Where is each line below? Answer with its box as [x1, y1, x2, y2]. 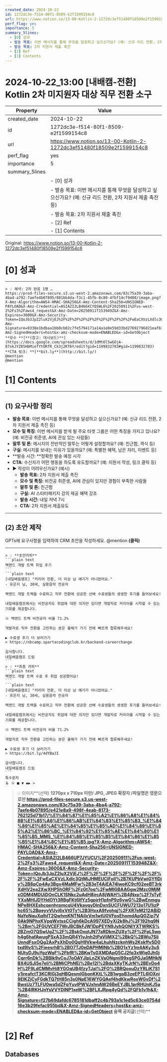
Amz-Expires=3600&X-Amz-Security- [17, 865, 99, 871]
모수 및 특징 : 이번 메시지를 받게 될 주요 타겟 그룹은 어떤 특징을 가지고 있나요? [12, 428, 160, 434]
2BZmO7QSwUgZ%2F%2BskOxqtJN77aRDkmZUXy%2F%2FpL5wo [17, 928, 161, 934]
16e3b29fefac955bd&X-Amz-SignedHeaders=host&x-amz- [17, 1002, 144, 1008]
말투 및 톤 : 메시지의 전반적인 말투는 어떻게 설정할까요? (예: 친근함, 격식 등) [12, 441, 155, 446]
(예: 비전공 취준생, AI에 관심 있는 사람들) [12, 434, 90, 440]
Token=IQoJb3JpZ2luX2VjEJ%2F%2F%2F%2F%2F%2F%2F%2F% [17, 870, 162, 876]
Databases [5, 1050, 40, 1059]
